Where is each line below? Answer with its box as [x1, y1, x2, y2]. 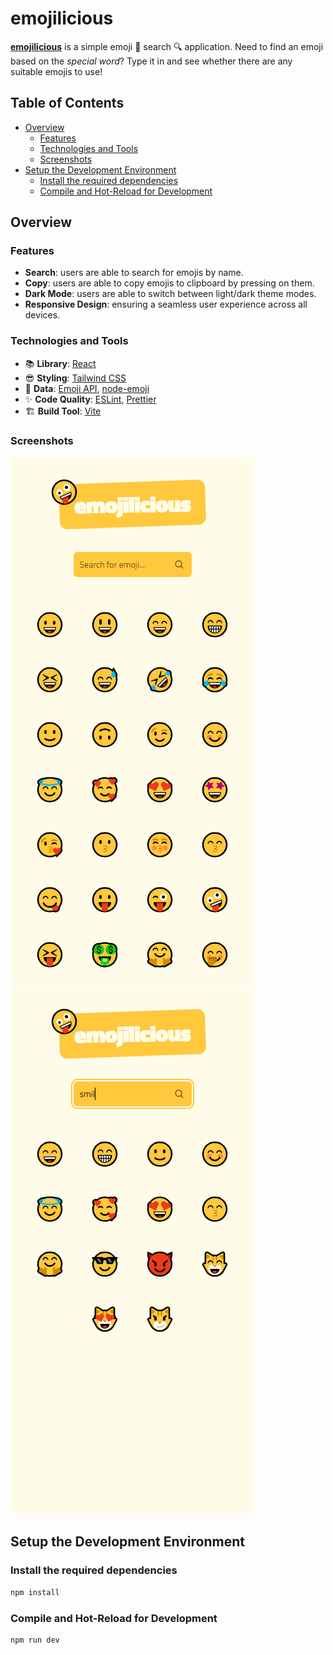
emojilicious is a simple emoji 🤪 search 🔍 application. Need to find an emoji [10, 40, 324, 52]
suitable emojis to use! [10, 65, 103, 77]
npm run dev [10, 1635, 60, 1645]
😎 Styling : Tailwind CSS [24, 372, 127, 384]
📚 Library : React [24, 357, 97, 369]
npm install [10, 1587, 60, 1597]
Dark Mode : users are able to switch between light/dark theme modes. [24, 288, 317, 300]
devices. [24, 309, 61, 321]
